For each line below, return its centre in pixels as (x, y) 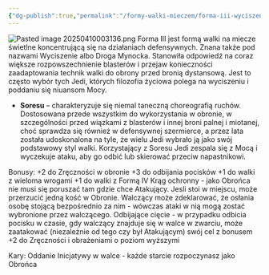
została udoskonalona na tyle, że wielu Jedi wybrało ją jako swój (126, 139)
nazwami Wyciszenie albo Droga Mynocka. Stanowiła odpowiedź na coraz (131, 55)
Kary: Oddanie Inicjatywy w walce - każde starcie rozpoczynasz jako (122, 255)
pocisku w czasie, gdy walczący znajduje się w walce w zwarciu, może (125, 223)
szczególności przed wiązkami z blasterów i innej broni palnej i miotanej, (140, 122)
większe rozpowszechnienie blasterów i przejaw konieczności (111, 64)
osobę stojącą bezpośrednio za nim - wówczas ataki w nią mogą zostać (127, 206)
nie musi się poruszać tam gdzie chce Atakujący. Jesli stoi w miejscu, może (133, 188)
